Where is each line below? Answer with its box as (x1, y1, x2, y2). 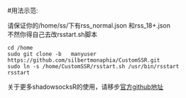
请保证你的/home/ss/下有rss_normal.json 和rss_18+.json (7, 21, 171, 30)
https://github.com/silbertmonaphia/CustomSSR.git (7, 57, 160, 64)
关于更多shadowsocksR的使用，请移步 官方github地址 (7, 82, 164, 91)
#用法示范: (7, 6, 38, 14)
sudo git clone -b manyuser (7, 50, 97, 58)
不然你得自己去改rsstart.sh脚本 (7, 31, 98, 38)
